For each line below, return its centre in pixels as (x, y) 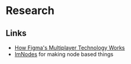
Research (30, 11)
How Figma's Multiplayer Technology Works (69, 48)
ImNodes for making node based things (64, 54)
